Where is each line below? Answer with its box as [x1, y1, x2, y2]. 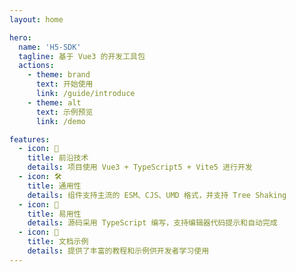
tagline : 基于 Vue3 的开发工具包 [18, 51, 146, 61]
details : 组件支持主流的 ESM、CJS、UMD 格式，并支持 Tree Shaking [27, 190, 287, 200]
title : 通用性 [27, 181, 82, 191]
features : [9, 134, 51, 145]
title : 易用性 [27, 209, 82, 219]
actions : [18, 61, 55, 71]
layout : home [9, 14, 64, 25]
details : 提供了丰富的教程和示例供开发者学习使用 [27, 246, 210, 256]
